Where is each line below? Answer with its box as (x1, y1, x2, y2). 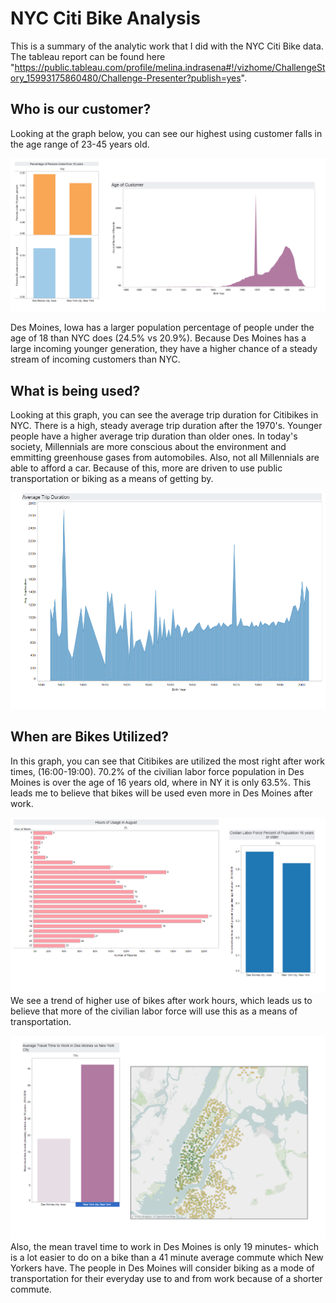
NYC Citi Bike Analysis (10, 7, 202, 30)
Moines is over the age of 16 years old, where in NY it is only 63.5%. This (10, 776, 312, 788)
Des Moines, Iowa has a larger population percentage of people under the (10, 322, 315, 334)
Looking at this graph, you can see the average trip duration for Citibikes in (10, 409, 319, 421)
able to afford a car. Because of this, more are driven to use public (10, 462, 283, 474)
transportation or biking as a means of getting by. (10, 473, 214, 485)
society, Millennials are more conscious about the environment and (10, 441, 287, 453)
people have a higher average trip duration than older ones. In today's (10, 430, 298, 442)
